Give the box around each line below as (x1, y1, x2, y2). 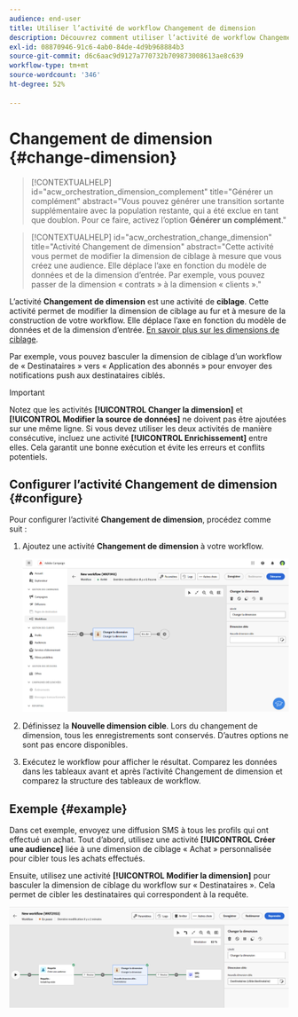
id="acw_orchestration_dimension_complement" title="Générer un (30, 186, 273, 197)
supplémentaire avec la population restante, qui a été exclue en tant (30, 205, 279, 216)
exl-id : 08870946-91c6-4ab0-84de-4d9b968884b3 (9, 43, 184, 51)
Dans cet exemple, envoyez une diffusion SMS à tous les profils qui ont (9, 825, 269, 836)
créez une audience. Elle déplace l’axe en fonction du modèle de (30, 260, 268, 271)
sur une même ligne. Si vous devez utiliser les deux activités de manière (9, 422, 272, 434)
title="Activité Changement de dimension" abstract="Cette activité (30, 240, 274, 252)
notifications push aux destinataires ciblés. (9, 369, 166, 381)
